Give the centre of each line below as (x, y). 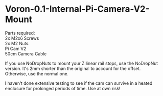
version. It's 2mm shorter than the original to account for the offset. (73, 68)
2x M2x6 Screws (22, 38)
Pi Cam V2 (16, 48)
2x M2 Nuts (17, 43)
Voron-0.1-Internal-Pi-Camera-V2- (77, 9)
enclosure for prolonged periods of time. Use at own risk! (63, 88)
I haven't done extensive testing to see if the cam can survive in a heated (79, 83)
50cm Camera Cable (26, 54)
